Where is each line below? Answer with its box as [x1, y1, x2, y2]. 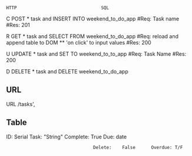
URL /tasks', [6, 100, 35, 107]
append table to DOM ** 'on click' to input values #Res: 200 [6, 39, 151, 46]
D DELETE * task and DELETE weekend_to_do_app [6, 68, 128, 75]
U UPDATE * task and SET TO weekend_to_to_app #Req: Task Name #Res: [6, 50, 187, 57]
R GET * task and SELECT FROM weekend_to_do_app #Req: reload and [6, 33, 178, 40]
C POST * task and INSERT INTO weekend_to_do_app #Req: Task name [6, 15, 180, 22]
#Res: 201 [6, 22, 31, 28]
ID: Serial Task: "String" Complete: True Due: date [6, 133, 127, 140]
